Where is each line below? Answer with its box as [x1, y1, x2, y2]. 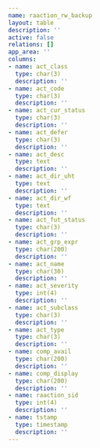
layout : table [8, 19, 55, 27]
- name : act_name [8, 260, 65, 268]
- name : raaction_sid [8, 391, 79, 399]
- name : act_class [8, 63, 68, 71]
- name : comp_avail [8, 347, 72, 356]
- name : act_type [8, 325, 65, 334]
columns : [8, 56, 37, 64]
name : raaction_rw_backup [8, 11, 92, 20]
